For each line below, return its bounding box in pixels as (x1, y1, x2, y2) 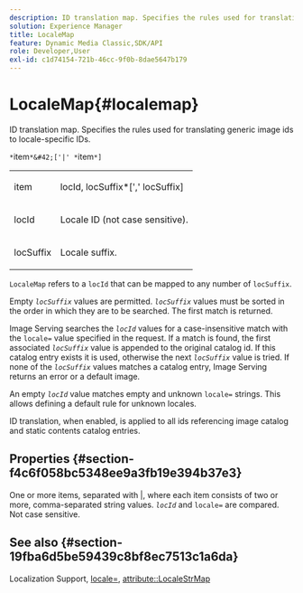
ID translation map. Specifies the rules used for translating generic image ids (9, 124, 294, 135)
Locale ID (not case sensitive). (60, 213, 189, 226)
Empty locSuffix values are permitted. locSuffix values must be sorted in (9, 296, 286, 306)
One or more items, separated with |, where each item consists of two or (9, 489, 279, 500)
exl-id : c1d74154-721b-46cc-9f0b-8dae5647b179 (9, 55, 188, 64)
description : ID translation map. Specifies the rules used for (9, 13, 256, 23)
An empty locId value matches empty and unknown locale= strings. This (9, 388, 281, 399)
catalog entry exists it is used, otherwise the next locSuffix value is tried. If (9, 352, 290, 362)
